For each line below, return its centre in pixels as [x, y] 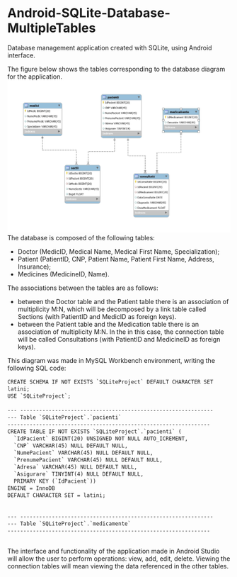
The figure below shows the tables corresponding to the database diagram [116, 69]
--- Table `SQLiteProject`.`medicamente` [69, 523]
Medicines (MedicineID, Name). [63, 274]
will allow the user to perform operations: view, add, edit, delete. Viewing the [119, 559]
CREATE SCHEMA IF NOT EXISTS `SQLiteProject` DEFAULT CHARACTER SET [110, 382]
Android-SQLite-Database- [89, 13]
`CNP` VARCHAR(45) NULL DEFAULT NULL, [71, 446]
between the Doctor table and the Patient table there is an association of [123, 301]
